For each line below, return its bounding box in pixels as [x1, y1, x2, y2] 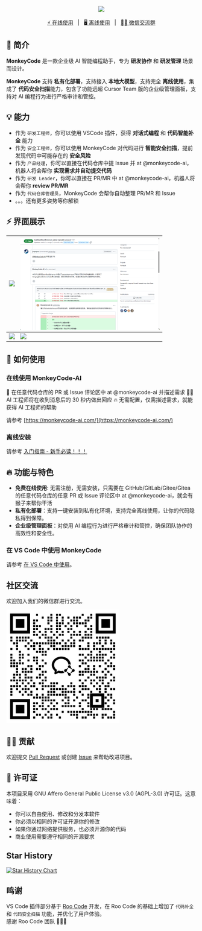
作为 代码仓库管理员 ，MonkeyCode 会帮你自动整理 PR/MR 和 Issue [14, 189, 176, 197]
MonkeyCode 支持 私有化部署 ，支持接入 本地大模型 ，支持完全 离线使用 [6, 77, 184, 84]
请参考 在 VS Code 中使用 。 [6, 561, 75, 568]
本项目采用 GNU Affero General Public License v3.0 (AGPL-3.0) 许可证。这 [6, 790, 191, 797]
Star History [6, 851, 53, 861]
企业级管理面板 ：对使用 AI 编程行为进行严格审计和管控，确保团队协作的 [14, 522, 193, 529]
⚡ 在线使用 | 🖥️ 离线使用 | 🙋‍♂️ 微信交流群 [47, 19, 156, 26]
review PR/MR [32, 181, 69, 189]
